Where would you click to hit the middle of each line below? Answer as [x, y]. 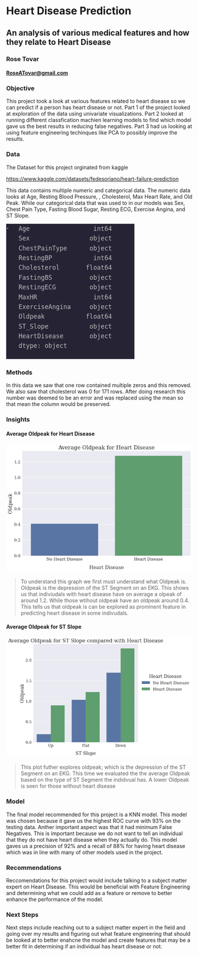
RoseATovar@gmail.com [37, 73]
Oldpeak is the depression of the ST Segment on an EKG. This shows [105, 588]
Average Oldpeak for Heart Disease [51, 433]
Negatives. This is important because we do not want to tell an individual [95, 833]
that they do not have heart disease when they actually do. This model [92, 839]
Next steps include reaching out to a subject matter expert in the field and [96, 928]
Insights [18, 419]
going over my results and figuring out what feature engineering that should [98, 934]
